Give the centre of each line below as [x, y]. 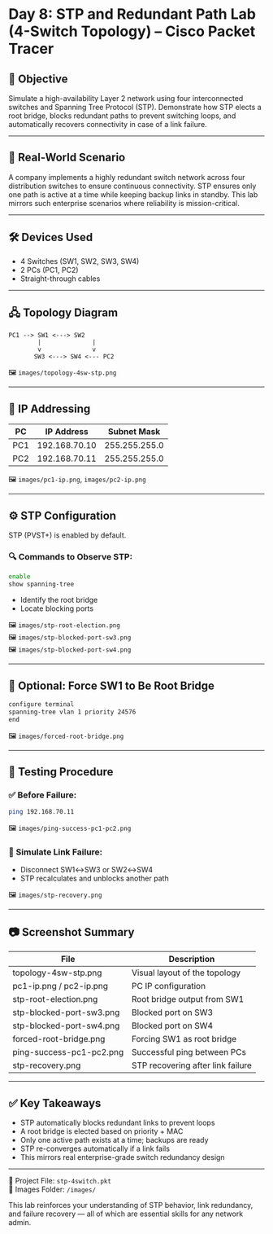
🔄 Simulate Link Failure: [56, 852]
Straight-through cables [60, 279]
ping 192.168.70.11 [41, 812]
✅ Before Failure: [43, 795]
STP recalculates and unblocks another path [94, 878]
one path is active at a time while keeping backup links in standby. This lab [133, 194]
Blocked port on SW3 [172, 1012]
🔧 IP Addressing [50, 408]
